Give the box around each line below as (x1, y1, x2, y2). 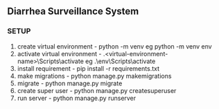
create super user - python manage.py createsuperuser (17, 86, 177, 94)
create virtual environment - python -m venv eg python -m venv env (17, 42, 213, 51)
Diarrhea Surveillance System (7, 6, 139, 17)
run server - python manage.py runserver (17, 94, 137, 102)
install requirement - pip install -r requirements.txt (17, 64, 159, 72)
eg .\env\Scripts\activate (85, 57, 156, 65)
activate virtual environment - (17, 49, 102, 58)
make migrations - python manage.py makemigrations (17, 72, 172, 80)
